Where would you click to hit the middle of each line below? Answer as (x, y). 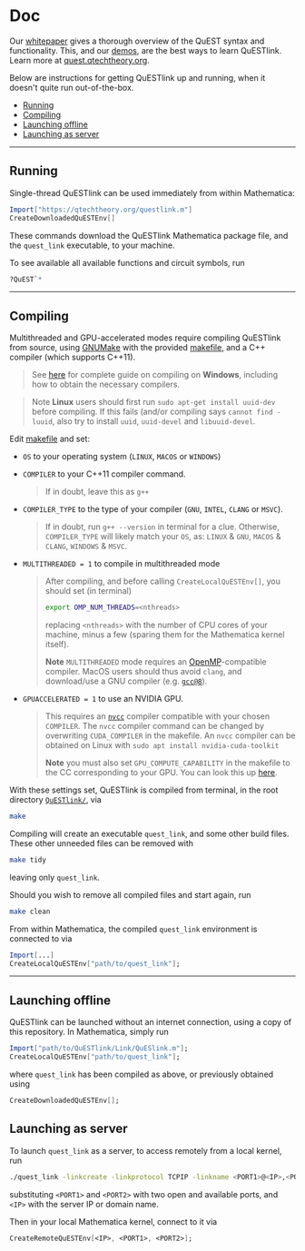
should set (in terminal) (88, 591)
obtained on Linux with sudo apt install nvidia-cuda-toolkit (162, 745)
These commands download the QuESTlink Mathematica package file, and (149, 235)
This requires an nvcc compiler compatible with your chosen (157, 716)
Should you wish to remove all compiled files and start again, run (130, 894)
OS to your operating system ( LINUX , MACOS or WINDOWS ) (122, 457)
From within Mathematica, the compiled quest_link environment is (133, 929)
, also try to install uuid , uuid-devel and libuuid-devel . (154, 421)
